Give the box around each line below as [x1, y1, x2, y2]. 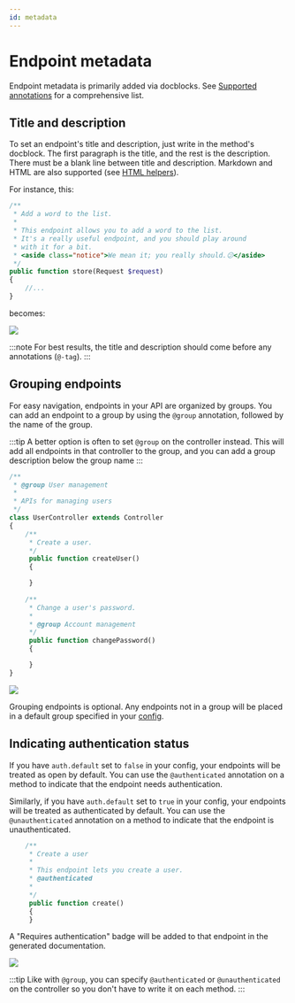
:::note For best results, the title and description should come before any [9, 342, 272, 352]
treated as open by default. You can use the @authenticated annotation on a [9, 769, 285, 780]
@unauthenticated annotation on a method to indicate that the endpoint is [9, 814, 275, 825]
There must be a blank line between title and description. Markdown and [9, 158, 273, 168]
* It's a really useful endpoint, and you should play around [12, 234, 247, 243]
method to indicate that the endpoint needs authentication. [9, 778, 223, 789]
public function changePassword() [28, 637, 156, 645]
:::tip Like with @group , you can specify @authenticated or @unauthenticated [9, 975, 281, 985]
